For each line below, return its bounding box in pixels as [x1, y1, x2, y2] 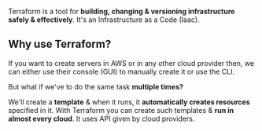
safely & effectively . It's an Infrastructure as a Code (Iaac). [8, 15, 200, 24]
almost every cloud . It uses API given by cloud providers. [8, 114, 195, 123]
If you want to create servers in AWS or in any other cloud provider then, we [8, 58, 254, 67]
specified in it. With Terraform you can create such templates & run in [8, 105, 234, 115]
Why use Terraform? [8, 38, 112, 51]
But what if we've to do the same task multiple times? [8, 82, 183, 91]
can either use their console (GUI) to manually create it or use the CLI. [8, 67, 234, 76]
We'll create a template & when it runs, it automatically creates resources [8, 97, 250, 107]
